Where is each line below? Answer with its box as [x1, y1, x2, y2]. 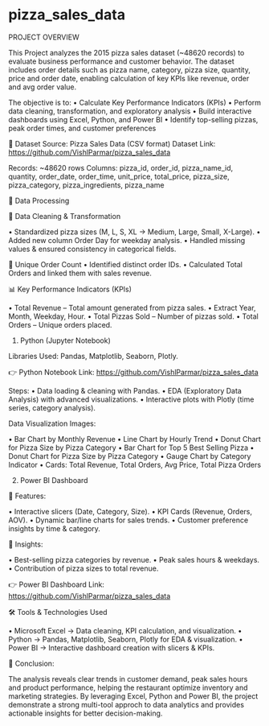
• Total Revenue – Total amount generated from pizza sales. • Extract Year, [8, 303, 256, 312]
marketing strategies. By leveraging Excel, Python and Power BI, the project [8, 691, 259, 701]
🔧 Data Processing [8, 196, 70, 205]
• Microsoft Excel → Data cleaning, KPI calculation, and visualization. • [8, 625, 243, 635]
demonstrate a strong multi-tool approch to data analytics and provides [8, 699, 245, 709]
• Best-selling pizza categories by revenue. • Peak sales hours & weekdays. [8, 555, 259, 564]
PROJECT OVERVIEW [8, 32, 79, 42]
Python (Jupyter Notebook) [19, 336, 111, 345]
